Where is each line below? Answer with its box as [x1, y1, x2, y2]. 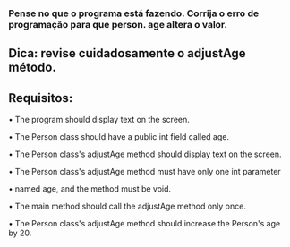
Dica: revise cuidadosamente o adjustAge [8, 46, 247, 61]
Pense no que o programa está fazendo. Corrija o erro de [8, 7, 260, 20]
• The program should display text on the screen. [8, 115, 190, 125]
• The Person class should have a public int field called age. [8, 132, 230, 142]
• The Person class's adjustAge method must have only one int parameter [8, 166, 281, 177]
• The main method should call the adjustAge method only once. [8, 200, 247, 212]
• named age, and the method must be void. [8, 183, 172, 194]
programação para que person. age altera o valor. [8, 18, 227, 30]
